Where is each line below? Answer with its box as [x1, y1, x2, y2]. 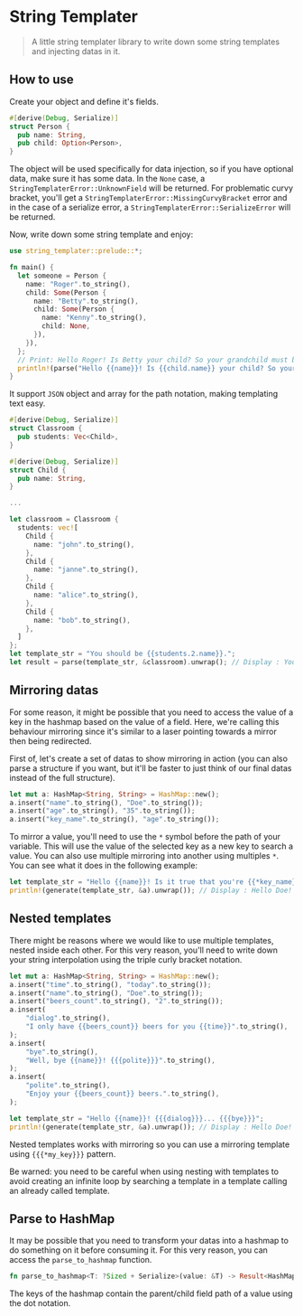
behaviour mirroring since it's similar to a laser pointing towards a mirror [9, 726, 277, 737]
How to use [9, 72, 74, 88]
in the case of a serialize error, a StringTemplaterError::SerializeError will [9, 202, 291, 213]
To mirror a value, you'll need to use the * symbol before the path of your [9, 832, 281, 842]
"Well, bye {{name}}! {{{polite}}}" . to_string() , [25, 1056, 216, 1065]
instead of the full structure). [9, 772, 115, 783]
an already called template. [9, 1185, 110, 1196]
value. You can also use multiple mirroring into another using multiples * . [9, 851, 280, 861]
